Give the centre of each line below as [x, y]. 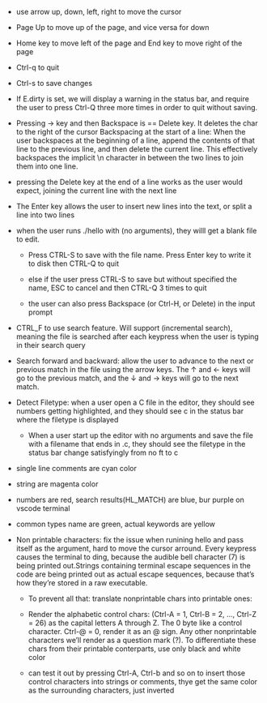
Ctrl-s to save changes [54, 83]
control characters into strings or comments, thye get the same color [142, 682]
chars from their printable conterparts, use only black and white [134, 649]
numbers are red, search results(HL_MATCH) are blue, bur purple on [130, 499]
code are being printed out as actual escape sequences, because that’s [135, 574]
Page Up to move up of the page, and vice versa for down [112, 27]
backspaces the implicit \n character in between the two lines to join [130, 158]
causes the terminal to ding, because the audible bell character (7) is [130, 557]
